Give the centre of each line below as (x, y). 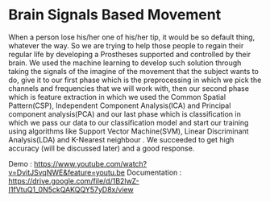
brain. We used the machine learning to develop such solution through (125, 63)
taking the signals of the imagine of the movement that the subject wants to (134, 71)
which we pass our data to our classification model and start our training (129, 122)
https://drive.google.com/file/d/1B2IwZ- (74, 181)
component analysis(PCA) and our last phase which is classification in (125, 113)
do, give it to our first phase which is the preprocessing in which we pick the (135, 80)
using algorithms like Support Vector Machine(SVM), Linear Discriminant (129, 131)
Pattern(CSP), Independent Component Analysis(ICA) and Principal (120, 105)
